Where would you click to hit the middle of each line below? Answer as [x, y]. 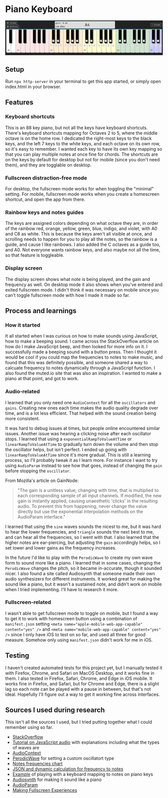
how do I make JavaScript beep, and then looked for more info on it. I [76, 347]
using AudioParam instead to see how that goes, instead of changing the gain [84, 465]
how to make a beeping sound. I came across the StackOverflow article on [82, 341]
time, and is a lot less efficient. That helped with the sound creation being [81, 413]
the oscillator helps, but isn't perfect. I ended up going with [66, 449]
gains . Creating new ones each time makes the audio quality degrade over [82, 408]
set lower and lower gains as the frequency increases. [61, 548]
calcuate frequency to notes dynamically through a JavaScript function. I [80, 368]
